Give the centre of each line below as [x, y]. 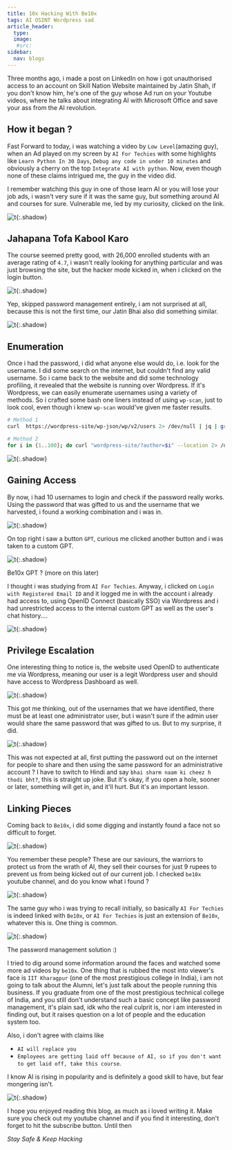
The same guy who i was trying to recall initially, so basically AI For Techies [116, 908]
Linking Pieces [39, 809]
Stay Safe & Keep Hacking [45, 1139]
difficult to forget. [32, 833]
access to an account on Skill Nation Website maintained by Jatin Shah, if [112, 85]
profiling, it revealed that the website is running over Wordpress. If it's [106, 385]
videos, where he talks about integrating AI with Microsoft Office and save [113, 100]
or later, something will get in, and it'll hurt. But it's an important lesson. [108, 787]
